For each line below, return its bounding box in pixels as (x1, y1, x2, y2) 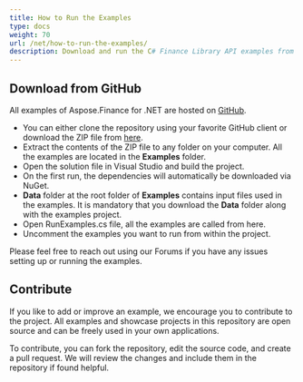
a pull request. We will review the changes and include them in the (9, 352, 257, 363)
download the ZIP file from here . (22, 132, 143, 142)
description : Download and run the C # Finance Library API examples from (9, 47, 295, 56)
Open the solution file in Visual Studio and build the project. (22, 161, 245, 171)
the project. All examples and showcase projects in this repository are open (9, 315, 291, 327)
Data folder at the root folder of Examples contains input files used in (22, 190, 283, 201)
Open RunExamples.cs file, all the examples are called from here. (22, 219, 266, 230)
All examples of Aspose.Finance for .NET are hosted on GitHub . (9, 104, 247, 115)
